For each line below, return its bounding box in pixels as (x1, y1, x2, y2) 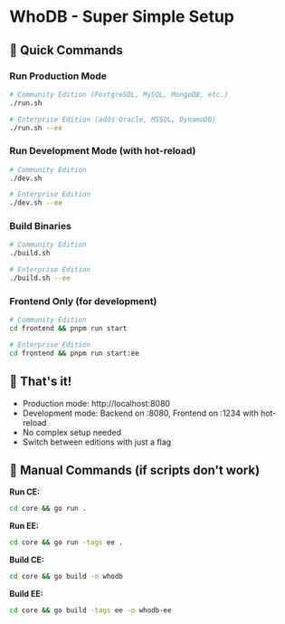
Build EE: (9, 589, 43, 600)
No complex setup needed (22, 427, 122, 437)
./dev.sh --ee (9, 198, 63, 207)
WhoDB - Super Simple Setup (9, 6, 235, 27)
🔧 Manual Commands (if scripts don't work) (9, 462, 261, 477)
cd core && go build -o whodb (9, 572, 124, 581)
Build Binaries (9, 220, 72, 233)
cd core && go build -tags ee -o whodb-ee (9, 606, 172, 615)
